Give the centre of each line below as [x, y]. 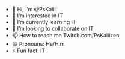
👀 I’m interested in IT [37, 16]
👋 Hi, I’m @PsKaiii [34, 9]
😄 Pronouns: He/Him [38, 44]
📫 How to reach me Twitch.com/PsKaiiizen [66, 35]
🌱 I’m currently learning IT [44, 22]
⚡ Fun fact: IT [29, 51]
